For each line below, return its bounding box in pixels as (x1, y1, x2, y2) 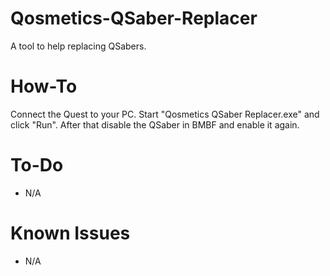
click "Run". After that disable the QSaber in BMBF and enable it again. (10, 118, 300, 131)
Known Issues (10, 222, 131, 244)
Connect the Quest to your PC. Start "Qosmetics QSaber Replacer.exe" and (10, 108, 320, 120)
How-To (10, 75, 78, 98)
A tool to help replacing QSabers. (10, 40, 147, 52)
